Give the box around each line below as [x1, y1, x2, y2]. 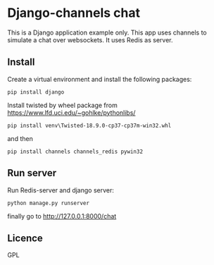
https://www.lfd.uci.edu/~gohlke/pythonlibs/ [7, 108, 136, 117]
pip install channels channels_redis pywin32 [7, 148, 143, 155]
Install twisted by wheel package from [7, 101, 118, 109]
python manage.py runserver [7, 199, 90, 207]
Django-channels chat [7, 5, 141, 21]
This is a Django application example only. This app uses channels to [7, 28, 208, 37]
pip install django [7, 88, 65, 96]
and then [7, 134, 33, 142]
